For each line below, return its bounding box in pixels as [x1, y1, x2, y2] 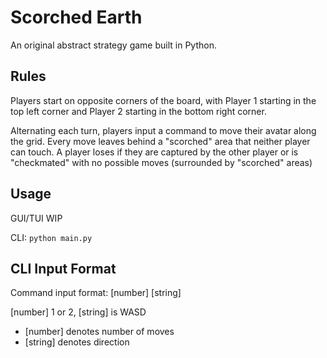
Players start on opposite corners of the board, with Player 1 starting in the [10, 94, 317, 106]
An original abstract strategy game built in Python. [10, 39, 217, 51]
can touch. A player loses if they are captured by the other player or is [10, 146, 299, 158]
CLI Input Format [10, 260, 117, 277]
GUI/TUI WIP [10, 212, 63, 224]
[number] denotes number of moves [24, 326, 175, 338]
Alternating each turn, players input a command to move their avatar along [10, 124, 317, 136]
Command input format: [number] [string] [10, 287, 182, 299]
